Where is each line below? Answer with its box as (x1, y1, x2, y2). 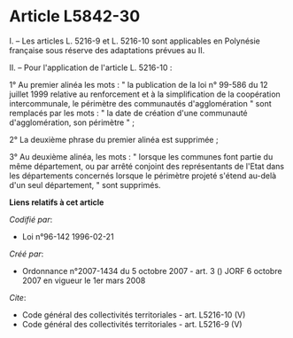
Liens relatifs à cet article (9, 197, 104, 208)
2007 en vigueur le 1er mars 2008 (21, 275, 146, 286)
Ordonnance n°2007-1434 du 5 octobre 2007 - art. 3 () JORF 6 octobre (21, 265, 282, 276)
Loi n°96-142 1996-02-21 (21, 231, 114, 241)
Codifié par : (9, 214, 53, 224)
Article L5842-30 (9, 6, 141, 27)
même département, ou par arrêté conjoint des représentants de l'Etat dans (9, 161, 285, 171)
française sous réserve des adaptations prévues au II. (9, 44, 205, 55)
